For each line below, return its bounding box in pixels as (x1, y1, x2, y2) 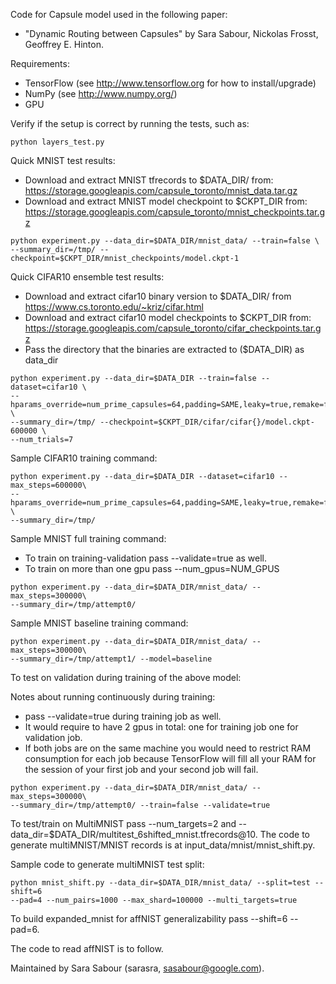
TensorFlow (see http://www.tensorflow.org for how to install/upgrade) (24, 77, 317, 89)
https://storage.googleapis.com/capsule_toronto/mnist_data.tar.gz (24, 185, 298, 196)
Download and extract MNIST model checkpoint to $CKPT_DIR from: (24, 195, 308, 207)
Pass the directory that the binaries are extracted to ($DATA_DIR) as (24, 344, 305, 355)
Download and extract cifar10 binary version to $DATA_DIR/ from (24, 290, 292, 302)
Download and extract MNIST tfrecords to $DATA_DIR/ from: (24, 174, 274, 186)
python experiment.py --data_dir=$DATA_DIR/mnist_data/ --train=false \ (10, 236, 320, 246)
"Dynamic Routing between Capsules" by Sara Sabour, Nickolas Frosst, (24, 28, 319, 39)
